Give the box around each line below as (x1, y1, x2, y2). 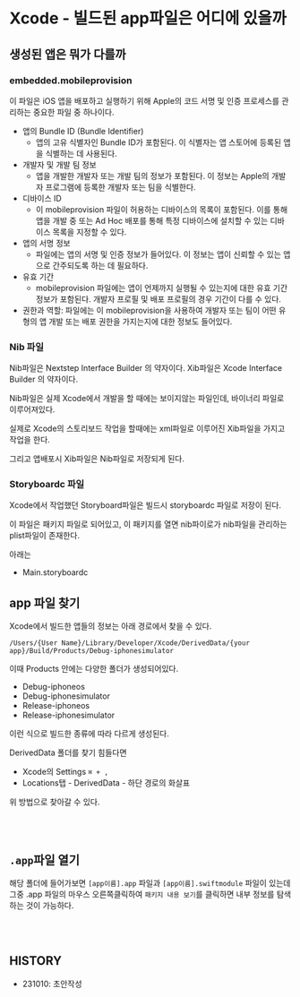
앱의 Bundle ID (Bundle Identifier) (21, 125, 144, 136)
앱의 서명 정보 (21, 237, 71, 248)
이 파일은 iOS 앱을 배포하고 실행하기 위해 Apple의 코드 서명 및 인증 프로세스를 (9, 95, 280, 106)
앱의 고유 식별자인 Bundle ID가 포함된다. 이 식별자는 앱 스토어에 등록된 (35, 136, 282, 148)
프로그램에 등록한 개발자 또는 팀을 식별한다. (45, 181, 196, 193)
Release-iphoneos (21, 700, 90, 711)
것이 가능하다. (25, 900, 74, 911)
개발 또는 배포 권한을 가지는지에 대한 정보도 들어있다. (48, 315, 233, 327)
